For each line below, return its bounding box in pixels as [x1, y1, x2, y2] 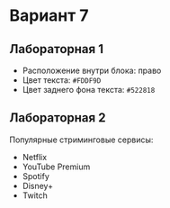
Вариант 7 [9, 5, 89, 26]
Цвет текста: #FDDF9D [22, 75, 102, 86]
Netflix [22, 151, 48, 162]
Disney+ [22, 180, 54, 191]
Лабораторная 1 [9, 41, 103, 57]
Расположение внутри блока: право [22, 65, 162, 76]
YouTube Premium [22, 161, 91, 172]
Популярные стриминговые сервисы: [9, 134, 154, 145]
